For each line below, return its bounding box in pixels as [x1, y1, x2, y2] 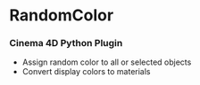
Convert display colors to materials [21, 66, 151, 77]
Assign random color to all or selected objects [21, 57, 192, 67]
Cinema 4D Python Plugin [9, 37, 123, 50]
